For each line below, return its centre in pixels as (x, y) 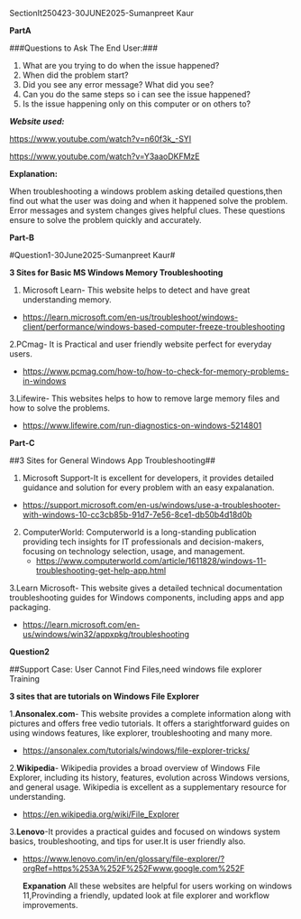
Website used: (37, 121)
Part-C (22, 443)
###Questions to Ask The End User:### (84, 48)
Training (25, 679)
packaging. (30, 607)
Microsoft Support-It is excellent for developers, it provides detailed (148, 478)
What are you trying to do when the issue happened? (121, 65)
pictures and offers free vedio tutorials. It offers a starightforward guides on (150, 723)
